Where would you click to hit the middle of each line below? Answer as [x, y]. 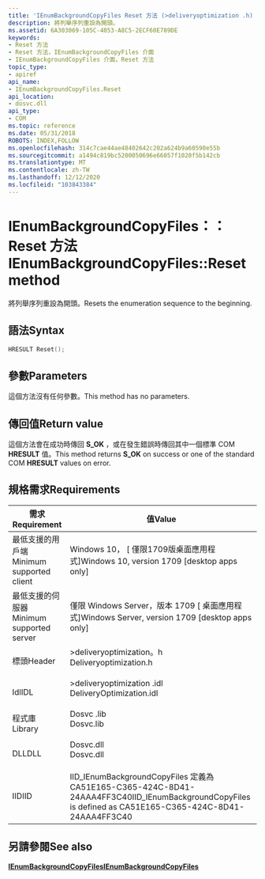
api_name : [24, 81]
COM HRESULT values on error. [60, 463]
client [22, 581]
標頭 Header [34, 661]
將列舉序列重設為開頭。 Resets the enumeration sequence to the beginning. [130, 303]
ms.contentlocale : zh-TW [49, 170]
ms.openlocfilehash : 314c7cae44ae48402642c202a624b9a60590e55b [114, 148]
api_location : [32, 97]
